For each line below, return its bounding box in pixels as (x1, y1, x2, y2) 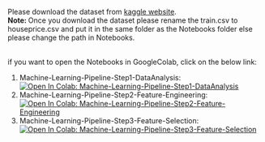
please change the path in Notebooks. (7, 32, 135, 42)
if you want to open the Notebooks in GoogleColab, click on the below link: (7, 57, 257, 67)
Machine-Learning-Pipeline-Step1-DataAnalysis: (19, 73, 182, 82)
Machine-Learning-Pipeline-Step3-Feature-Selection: (19, 116, 199, 125)
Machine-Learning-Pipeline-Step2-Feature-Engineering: (19, 90, 208, 100)
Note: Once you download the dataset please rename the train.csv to (7, 15, 238, 25)
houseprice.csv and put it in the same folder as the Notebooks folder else (7, 24, 253, 33)
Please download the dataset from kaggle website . (7, 7, 177, 16)
